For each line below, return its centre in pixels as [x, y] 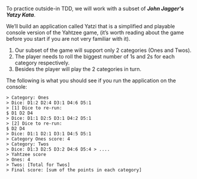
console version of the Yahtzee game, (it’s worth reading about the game [95, 32]
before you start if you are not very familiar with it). [68, 39]
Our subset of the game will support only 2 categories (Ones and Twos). [103, 50]
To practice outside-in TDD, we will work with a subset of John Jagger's [95, 9]
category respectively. [42, 63]
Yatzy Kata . [21, 15]
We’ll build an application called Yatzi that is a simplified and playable [90, 26]
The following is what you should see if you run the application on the [91, 80]
